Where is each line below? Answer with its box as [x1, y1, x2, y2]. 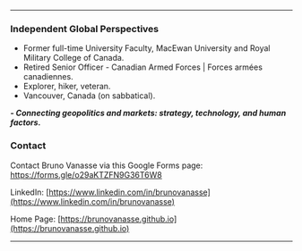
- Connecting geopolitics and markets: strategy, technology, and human [10, 108, 287, 119]
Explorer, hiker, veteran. [22, 81, 111, 92]
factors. [10, 117, 41, 128]
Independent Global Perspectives [10, 22, 160, 35]
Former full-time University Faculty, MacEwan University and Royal [22, 43, 271, 54]
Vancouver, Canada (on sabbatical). [22, 90, 156, 101]
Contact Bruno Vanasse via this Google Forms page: [10, 160, 203, 171]
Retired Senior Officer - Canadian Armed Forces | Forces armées [22, 62, 263, 72]
